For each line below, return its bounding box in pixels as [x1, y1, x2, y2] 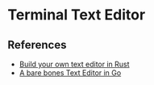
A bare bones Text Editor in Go [19, 68, 122, 78]
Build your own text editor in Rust [19, 59, 130, 69]
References [7, 38, 67, 52]
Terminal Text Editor [7, 6, 146, 24]
